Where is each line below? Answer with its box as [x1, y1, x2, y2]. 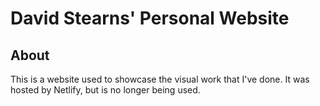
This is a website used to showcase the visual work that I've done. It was [10, 73, 310, 85]
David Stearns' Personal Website [10, 7, 290, 30]
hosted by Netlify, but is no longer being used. [10, 84, 201, 96]
